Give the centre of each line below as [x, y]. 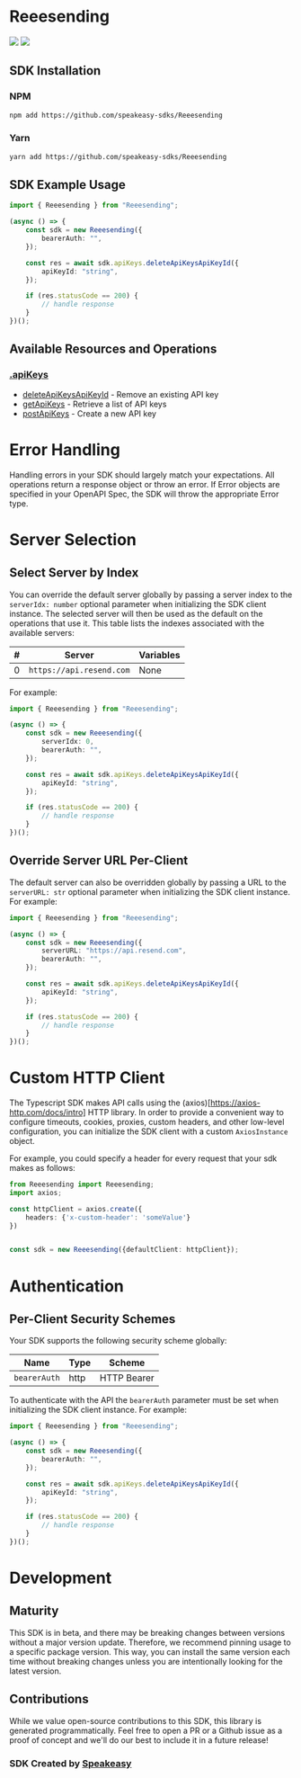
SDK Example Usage [67, 185]
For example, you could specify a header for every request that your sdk [143, 1158]
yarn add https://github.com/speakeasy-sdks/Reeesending [118, 156]
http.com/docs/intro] [48, 1112]
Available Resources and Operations [113, 349]
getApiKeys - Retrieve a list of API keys [94, 404]
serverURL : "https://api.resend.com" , [114, 951]
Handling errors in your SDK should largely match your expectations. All [142, 475]
